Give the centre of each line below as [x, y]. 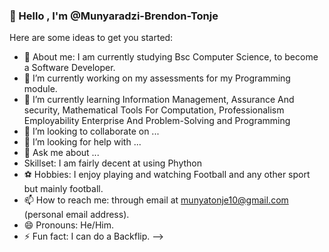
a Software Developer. [69, 68]
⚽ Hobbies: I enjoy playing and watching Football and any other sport [167, 175]
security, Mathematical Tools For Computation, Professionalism [154, 110]
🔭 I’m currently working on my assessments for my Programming [157, 78]
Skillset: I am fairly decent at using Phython [112, 163]
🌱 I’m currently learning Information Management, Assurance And [159, 100]
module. [40, 89]
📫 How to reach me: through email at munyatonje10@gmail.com [156, 200]
